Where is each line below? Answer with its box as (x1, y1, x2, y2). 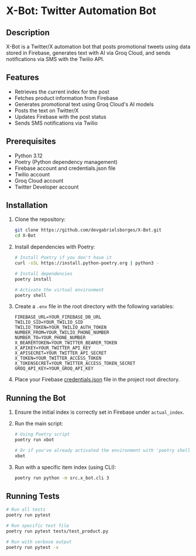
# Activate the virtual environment (14, 287, 104, 293)
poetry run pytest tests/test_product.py (6, 528, 109, 534)
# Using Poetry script (14, 431, 70, 437)
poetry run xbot (14, 437, 54, 443)
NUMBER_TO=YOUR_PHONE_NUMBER (14, 335, 86, 341)
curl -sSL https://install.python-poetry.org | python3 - (14, 260, 159, 266)
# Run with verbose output (6, 539, 72, 545)
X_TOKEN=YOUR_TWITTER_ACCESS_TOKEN (14, 356, 102, 361)
